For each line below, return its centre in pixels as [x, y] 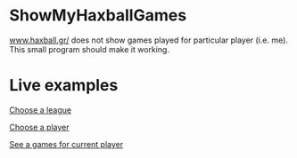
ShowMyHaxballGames [98, 16]
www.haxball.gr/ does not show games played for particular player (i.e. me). [148, 40]
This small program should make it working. [89, 49]
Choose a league [41, 110]
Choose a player [39, 127]
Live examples [64, 86]
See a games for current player [66, 144]
